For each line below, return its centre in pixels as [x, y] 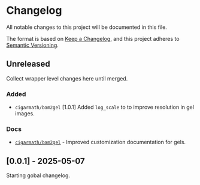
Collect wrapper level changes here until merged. [67, 78]
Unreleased [28, 64]
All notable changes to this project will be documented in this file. [87, 27]
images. [25, 114]
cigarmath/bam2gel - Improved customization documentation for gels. [100, 142]
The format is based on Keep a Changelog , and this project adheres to [93, 38]
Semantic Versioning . [32, 45]
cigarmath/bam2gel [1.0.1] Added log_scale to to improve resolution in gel [104, 107]
